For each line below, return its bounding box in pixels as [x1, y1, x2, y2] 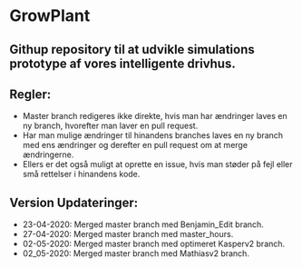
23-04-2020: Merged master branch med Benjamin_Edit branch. [22, 219, 265, 230]
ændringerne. [22, 149, 74, 160]
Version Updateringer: [9, 194, 139, 210]
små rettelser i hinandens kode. [22, 169, 141, 180]
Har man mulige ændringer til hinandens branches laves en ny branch [22, 130, 284, 141]
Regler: [9, 86, 52, 102]
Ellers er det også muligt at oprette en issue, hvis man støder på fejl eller [22, 159, 293, 170]
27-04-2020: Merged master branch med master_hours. [22, 229, 234, 240]
